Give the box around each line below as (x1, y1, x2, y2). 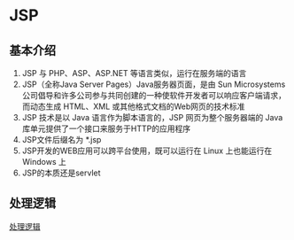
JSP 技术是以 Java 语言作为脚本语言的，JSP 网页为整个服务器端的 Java (21, 112, 283, 122)
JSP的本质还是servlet (21, 167, 101, 178)
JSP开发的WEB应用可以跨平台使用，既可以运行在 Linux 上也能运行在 (21, 145, 273, 156)
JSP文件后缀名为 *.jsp (21, 135, 102, 144)
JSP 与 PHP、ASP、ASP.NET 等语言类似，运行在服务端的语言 (21, 68, 247, 78)
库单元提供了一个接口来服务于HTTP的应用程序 (21, 123, 191, 134)
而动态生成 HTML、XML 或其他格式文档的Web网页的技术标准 (21, 101, 245, 112)
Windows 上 (21, 157, 66, 166)
